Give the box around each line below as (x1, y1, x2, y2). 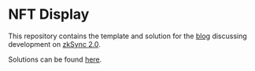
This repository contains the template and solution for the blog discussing (8, 31, 248, 41)
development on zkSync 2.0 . (8, 39, 101, 48)
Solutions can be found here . (8, 55, 102, 64)
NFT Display (8, 5, 90, 23)
